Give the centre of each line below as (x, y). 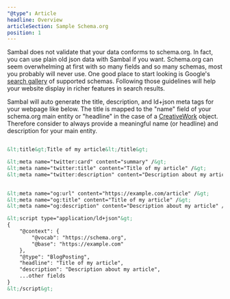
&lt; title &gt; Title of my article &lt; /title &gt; (78, 149)
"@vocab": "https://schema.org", (79, 237)
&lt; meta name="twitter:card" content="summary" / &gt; (87, 162)
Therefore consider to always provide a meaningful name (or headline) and (113, 123)
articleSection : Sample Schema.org (58, 26)
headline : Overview (35, 20)
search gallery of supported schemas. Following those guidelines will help (112, 81)
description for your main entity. (52, 131)
